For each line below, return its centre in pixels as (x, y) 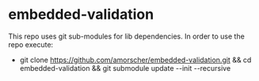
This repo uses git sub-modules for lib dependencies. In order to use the (127, 36)
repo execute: (31, 44)
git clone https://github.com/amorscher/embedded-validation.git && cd (135, 60)
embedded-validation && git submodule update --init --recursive (125, 68)
